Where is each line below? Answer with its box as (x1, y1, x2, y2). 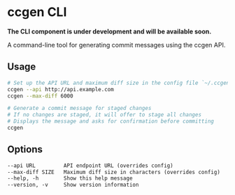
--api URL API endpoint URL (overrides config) (7, 162, 173, 169)
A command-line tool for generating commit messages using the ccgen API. (7, 40, 226, 49)
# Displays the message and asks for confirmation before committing (7, 118, 215, 125)
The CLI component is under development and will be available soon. (7, 27, 212, 36)
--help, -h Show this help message (7, 175, 133, 182)
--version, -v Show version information (7, 182, 139, 189)
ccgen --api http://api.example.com (7, 86, 114, 93)
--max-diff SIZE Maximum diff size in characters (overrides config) (7, 169, 220, 175)
